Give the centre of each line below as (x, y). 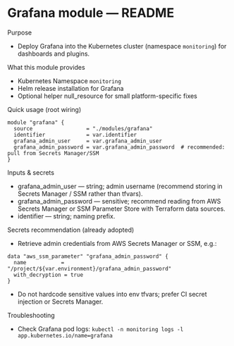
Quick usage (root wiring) (44, 109)
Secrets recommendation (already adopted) (71, 230)
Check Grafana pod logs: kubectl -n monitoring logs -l (100, 328)
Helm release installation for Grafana (70, 88)
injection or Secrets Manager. (60, 302)
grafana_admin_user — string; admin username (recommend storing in (120, 186)
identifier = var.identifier (75, 135)
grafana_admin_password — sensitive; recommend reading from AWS (119, 201)
